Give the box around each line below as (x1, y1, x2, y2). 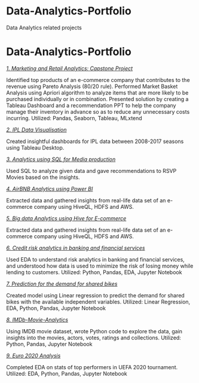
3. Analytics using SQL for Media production (6, 156, 116, 163)
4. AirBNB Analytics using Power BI (6, 185, 93, 192)
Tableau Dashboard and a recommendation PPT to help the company (6, 102, 176, 109)
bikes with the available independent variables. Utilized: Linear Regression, (6, 298, 191, 305)
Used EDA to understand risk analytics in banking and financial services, (6, 256, 185, 263)
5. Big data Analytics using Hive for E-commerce (6, 214, 127, 222)
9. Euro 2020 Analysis (6, 352, 61, 359)
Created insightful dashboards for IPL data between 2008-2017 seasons (6, 138, 184, 145)
